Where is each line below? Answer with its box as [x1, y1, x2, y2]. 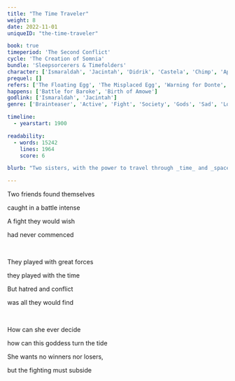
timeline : [7, 113, 36, 121]
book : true [7, 43, 39, 50]
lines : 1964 [20, 145, 55, 152]
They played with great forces [7, 258, 94, 266]
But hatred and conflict [7, 285, 73, 294]
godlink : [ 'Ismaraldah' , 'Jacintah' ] [7, 94, 117, 101]
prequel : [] [7, 75, 42, 82]
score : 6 [20, 152, 45, 159]
